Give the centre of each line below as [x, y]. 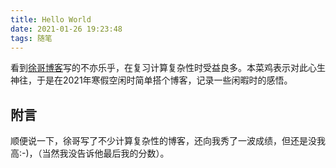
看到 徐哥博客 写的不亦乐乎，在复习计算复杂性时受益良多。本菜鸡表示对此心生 [168, 68]
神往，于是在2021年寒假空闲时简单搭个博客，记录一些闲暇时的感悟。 [151, 80]
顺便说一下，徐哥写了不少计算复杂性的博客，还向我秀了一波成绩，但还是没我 [168, 141]
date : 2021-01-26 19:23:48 [66, 29]
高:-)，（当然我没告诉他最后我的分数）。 [90, 153]
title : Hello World [51, 19]
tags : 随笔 [31, 38]
